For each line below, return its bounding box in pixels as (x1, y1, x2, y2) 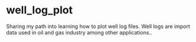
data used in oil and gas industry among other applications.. (6, 29, 152, 36)
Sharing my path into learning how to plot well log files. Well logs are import (6, 23, 191, 30)
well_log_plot (6, 3, 73, 17)
